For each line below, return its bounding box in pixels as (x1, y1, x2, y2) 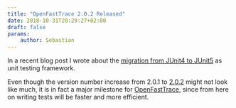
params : (7, 30, 31, 38)
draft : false (7, 23, 46, 31)
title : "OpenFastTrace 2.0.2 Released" (7, 10, 126, 18)
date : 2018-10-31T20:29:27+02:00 (7, 17, 107, 24)
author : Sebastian (20, 37, 75, 44)
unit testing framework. (7, 64, 76, 72)
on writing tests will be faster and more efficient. (7, 93, 149, 102)
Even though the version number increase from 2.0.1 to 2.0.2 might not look (7, 77, 228, 86)
